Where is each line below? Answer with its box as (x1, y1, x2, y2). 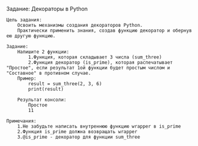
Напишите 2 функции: (17, 49, 69, 55)
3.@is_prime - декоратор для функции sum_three (17, 134, 140, 140)
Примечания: (6, 118, 37, 124)
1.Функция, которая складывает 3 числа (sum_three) (28, 54, 163, 60)
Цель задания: (6, 17, 43, 23)
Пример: (17, 75, 37, 82)
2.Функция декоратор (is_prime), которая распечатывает (28, 60, 173, 66)
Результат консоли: (17, 97, 67, 103)
